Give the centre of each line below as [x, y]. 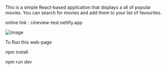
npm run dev [19, 62]
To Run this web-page [29, 42]
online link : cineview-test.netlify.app [44, 23]
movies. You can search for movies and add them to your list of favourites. [83, 13]
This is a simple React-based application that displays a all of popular [78, 7]
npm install [17, 52]
